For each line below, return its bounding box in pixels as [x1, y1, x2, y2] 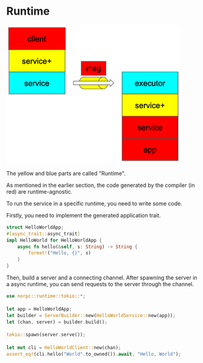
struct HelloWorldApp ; [6, 224, 64, 230]
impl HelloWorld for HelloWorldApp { [6, 237, 102, 243]
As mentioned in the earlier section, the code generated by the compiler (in [6, 182, 195, 189]
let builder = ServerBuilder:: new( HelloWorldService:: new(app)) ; [6, 312, 176, 318]
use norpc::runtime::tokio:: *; [6, 293, 86, 299]
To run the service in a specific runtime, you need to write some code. [6, 200, 183, 207]
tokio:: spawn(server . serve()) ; [6, 332, 86, 338]
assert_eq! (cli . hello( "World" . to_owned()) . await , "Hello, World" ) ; [6, 351, 182, 357]
